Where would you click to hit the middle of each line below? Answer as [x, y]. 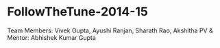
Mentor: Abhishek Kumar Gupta [51, 37]
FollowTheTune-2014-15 [78, 12]
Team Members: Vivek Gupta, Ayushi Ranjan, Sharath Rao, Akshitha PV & [110, 30]
